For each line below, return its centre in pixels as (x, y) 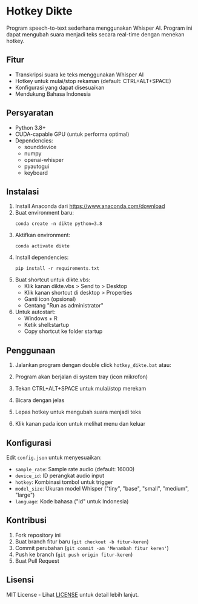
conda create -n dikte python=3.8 (58, 224)
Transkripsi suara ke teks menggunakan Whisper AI (79, 75)
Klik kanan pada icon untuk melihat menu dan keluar (80, 424)
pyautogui (37, 166)
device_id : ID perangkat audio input (60, 475)
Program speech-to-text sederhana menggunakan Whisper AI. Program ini (99, 28)
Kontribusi (27, 521)
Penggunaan (31, 350)
